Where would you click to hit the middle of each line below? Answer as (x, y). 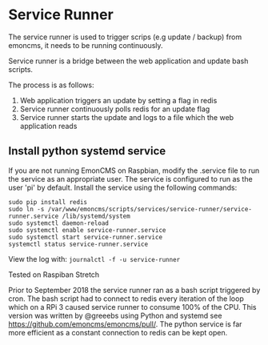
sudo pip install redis (48, 202)
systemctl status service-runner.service (78, 244)
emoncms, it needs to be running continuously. (86, 45)
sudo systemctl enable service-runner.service (87, 230)
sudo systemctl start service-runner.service (85, 237)
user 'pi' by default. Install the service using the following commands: (123, 187)
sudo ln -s (26, 209)
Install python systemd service (87, 151)
